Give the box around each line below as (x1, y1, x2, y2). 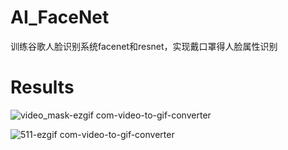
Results (10, 76, 75, 99)
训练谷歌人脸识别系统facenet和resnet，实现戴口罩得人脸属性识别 (10, 40, 278, 52)
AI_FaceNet (10, 6, 110, 29)
